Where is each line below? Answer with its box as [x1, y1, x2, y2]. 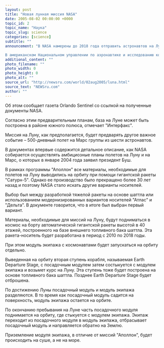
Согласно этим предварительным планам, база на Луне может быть [5, 117, 149, 123]
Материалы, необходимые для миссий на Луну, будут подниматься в [5, 217, 150, 223]
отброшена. [5, 277, 30, 283]
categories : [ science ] [5, 35, 51, 40]
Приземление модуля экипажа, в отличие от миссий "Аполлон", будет [5, 332, 152, 338]
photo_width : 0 [5, 66, 36, 71]
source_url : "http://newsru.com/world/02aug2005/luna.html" [5, 80, 130, 85]
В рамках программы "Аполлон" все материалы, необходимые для [5, 166, 146, 172]
